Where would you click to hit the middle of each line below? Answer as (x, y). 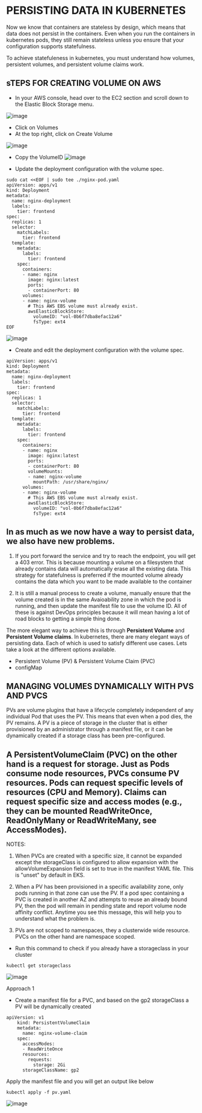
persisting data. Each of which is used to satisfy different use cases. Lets (97, 643)
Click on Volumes (36, 127)
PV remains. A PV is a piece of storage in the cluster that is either (87, 723)
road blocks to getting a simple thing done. (68, 618)
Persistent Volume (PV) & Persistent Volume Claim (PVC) (85, 661)
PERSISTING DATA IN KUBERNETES (96, 11)
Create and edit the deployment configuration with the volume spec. (99, 350)
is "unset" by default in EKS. (50, 875)
